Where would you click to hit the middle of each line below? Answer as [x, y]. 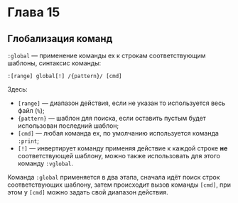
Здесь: [18, 89]
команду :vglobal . [45, 163]
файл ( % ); [31, 110]
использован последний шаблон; [68, 126]
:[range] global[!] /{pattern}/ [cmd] [65, 76]
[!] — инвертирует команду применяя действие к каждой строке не [123, 148]
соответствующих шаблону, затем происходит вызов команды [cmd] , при [119, 185]
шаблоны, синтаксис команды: [54, 63]
